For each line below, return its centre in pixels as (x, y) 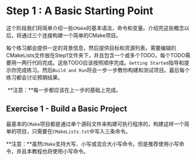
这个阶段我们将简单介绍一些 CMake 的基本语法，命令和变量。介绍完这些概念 (95, 28)
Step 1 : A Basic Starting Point (80, 11)
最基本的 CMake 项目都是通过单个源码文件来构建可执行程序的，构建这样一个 (95, 124)
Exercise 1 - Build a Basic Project (67, 109)
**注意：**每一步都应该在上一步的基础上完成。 (64, 90)
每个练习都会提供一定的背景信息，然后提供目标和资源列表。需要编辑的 (91, 48)
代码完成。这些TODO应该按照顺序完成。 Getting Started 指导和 (108, 63)
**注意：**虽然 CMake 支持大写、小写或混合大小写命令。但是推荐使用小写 (93, 143)
